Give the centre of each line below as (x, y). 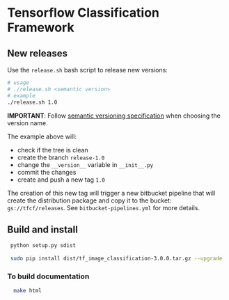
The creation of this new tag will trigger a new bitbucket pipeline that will (111, 193)
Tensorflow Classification (84, 13)
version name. (28, 123)
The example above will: (42, 136)
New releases (38, 53)
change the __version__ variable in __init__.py (85, 164)
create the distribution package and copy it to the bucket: (89, 200)
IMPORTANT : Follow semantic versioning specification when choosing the (114, 116)
